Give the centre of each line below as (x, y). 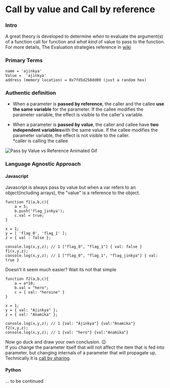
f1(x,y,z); (17, 251)
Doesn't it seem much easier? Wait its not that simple (61, 270)
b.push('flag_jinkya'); (40, 211)
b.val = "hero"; (32, 288)
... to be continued (24, 381)
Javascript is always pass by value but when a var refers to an (70, 188)
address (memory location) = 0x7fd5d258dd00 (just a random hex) (76, 80)
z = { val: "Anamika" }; (32, 315)
